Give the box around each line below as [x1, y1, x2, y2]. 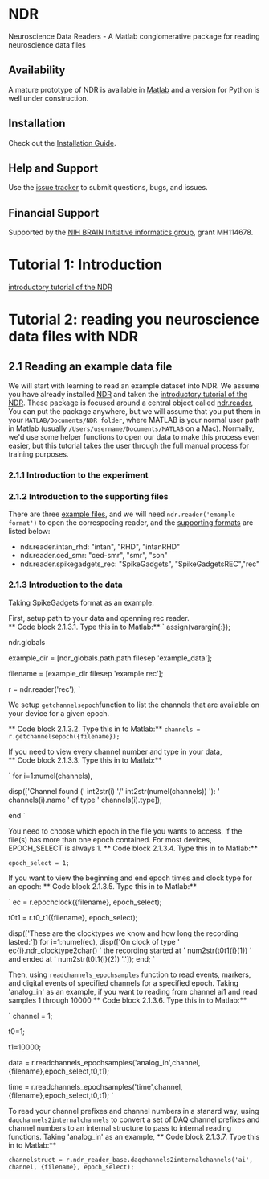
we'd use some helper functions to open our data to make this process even [8, 432, 260, 442]
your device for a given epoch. [8, 708, 110, 718]
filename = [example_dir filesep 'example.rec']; [8, 668, 164, 678]
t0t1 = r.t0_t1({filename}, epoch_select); [8, 912, 138, 922]
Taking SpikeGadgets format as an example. [8, 598, 154, 607]
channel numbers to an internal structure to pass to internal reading [8, 1123, 231, 1132]
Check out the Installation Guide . [8, 138, 116, 147]
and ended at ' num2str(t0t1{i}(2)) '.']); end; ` [8, 954, 155, 963]
